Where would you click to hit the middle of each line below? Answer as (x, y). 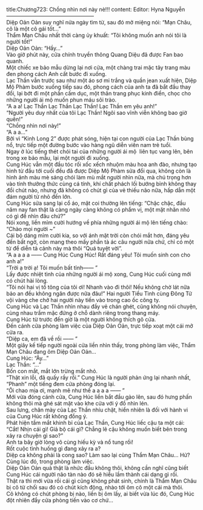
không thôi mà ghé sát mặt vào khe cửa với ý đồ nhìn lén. (78, 403)
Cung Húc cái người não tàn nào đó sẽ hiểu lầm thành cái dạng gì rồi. (92, 474)
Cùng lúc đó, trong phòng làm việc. (50, 461)
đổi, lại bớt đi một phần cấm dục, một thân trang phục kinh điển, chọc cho (99, 93)
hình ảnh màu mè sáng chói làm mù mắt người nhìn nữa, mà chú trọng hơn (99, 177)
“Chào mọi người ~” (31, 229)
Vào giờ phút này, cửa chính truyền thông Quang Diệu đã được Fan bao (95, 54)
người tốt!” (19, 42)
